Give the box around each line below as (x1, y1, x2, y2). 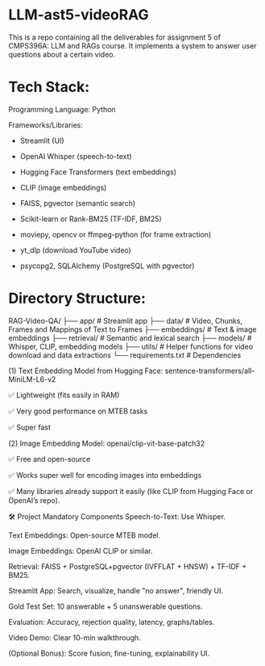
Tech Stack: (8, 78, 90, 96)
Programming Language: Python (8, 104, 116, 114)
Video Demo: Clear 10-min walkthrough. (8, 632, 141, 643)
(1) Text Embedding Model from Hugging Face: (8, 366, 164, 375)
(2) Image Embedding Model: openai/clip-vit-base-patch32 (8, 438, 205, 448)
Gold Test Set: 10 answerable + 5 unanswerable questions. (8, 601, 203, 611)
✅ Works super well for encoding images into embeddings (8, 470, 202, 480)
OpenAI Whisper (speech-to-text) (19, 151, 132, 161)
